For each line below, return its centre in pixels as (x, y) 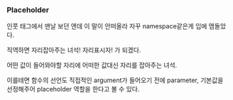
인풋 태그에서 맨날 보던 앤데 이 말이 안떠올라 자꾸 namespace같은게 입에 (107, 26)
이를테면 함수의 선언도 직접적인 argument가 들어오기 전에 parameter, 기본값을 (115, 80)
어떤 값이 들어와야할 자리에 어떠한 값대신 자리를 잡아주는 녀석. (92, 65)
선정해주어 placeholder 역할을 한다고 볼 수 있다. (73, 89)
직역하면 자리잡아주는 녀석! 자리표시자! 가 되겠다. (74, 50)
